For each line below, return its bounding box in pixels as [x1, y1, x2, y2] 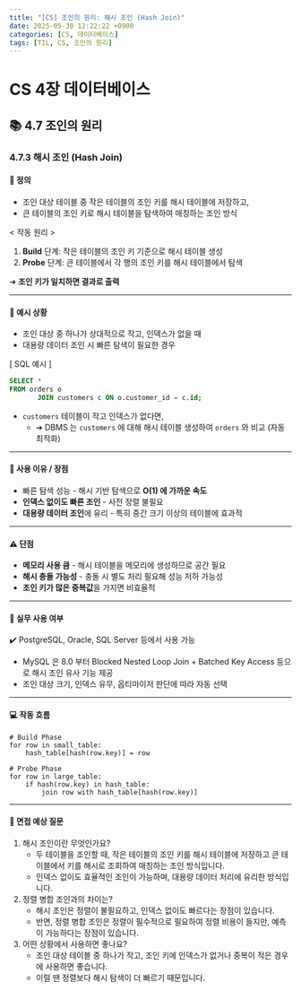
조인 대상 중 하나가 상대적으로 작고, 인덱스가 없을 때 [21, 328, 202, 339]
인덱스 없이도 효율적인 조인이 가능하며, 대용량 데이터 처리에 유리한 [35, 871, 266, 882]
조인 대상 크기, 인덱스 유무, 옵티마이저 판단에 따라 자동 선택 [21, 679, 228, 690]
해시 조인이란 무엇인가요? [21, 838, 111, 848]
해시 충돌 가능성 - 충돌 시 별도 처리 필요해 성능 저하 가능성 [21, 571, 224, 582]
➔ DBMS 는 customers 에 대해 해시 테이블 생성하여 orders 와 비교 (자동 [35, 422, 285, 432]
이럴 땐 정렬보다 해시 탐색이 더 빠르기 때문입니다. [35, 972, 206, 983]
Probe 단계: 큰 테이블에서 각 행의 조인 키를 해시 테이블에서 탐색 [21, 256, 244, 267]
